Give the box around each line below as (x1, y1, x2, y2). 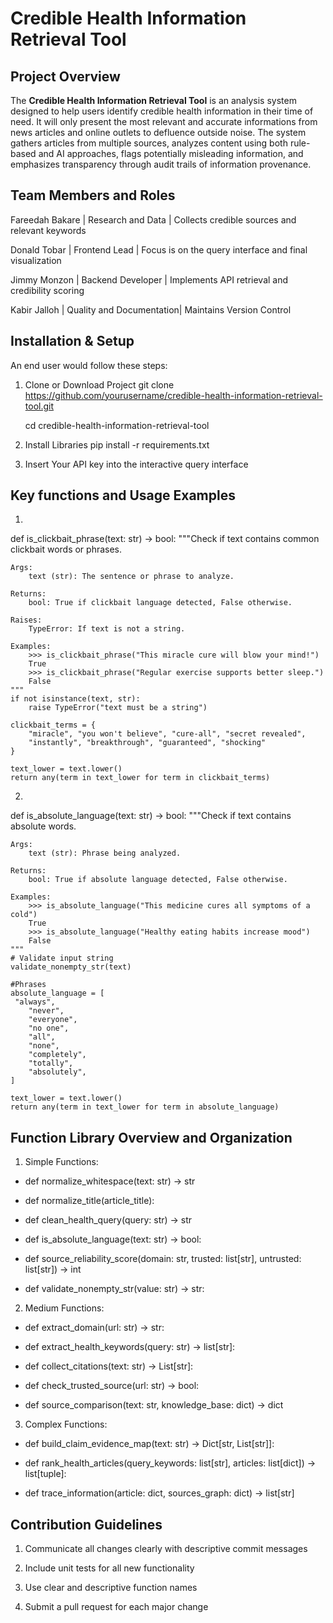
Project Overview (10, 68, 121, 85)
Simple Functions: (24, 1156, 99, 1168)
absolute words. (10, 820, 77, 832)
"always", (14, 997, 56, 1007)
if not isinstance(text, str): (10, 694, 141, 704)
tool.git (24, 400, 55, 412)
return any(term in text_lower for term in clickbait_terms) (10, 773, 271, 783)
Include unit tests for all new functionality (24, 1562, 195, 1574)
